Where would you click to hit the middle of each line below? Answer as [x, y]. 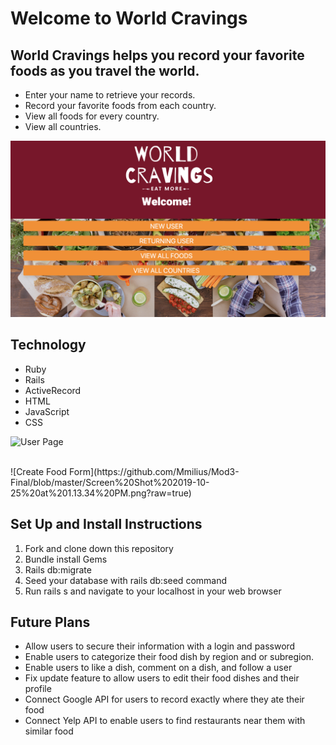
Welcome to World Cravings [129, 18]
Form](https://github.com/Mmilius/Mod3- [154, 471]
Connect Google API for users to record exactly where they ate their [164, 699]
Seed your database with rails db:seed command [126, 580]
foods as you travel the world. [105, 70]
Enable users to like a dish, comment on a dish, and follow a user [158, 668]
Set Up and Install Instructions [106, 524]
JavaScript [47, 411]
